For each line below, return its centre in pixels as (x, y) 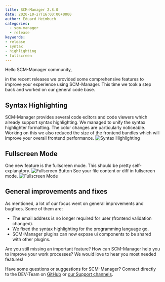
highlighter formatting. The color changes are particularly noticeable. (75, 128)
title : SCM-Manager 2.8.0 (32, 10)
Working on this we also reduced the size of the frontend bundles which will (82, 133)
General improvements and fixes (56, 191)
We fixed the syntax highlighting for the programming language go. (81, 229)
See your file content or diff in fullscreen (114, 171)
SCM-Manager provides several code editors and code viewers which (76, 117)
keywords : (15, 38)
